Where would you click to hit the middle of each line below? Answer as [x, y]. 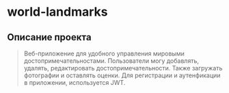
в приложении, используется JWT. [75, 82]
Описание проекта [49, 37]
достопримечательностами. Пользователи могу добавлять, [111, 61]
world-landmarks [57, 12]
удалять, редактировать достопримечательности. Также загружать [123, 68]
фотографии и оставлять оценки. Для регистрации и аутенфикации [122, 75]
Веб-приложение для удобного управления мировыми [104, 53]
